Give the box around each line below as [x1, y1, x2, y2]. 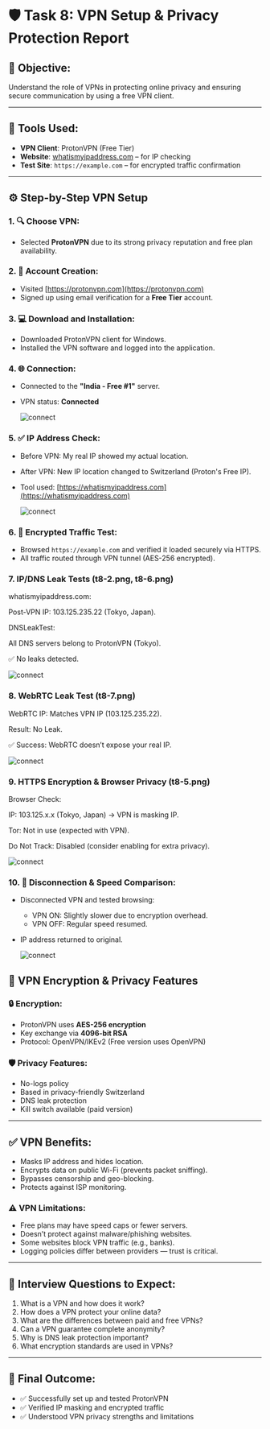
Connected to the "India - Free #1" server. [19, 382, 161, 391]
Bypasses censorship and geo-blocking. [19, 1173, 154, 1183]
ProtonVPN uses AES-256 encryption [19, 1019, 146, 1029]
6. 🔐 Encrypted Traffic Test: [8, 527, 118, 538]
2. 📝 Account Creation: [8, 266, 99, 277]
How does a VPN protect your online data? [19, 1307, 162, 1317]
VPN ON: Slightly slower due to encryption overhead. [31, 911, 208, 920]
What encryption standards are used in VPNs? [19, 1341, 174, 1351]
